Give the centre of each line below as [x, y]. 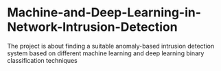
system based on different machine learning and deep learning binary [106, 53]
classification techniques [42, 60]
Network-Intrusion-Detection [92, 27]
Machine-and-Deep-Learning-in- [104, 13]
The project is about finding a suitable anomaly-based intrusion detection [111, 46]
